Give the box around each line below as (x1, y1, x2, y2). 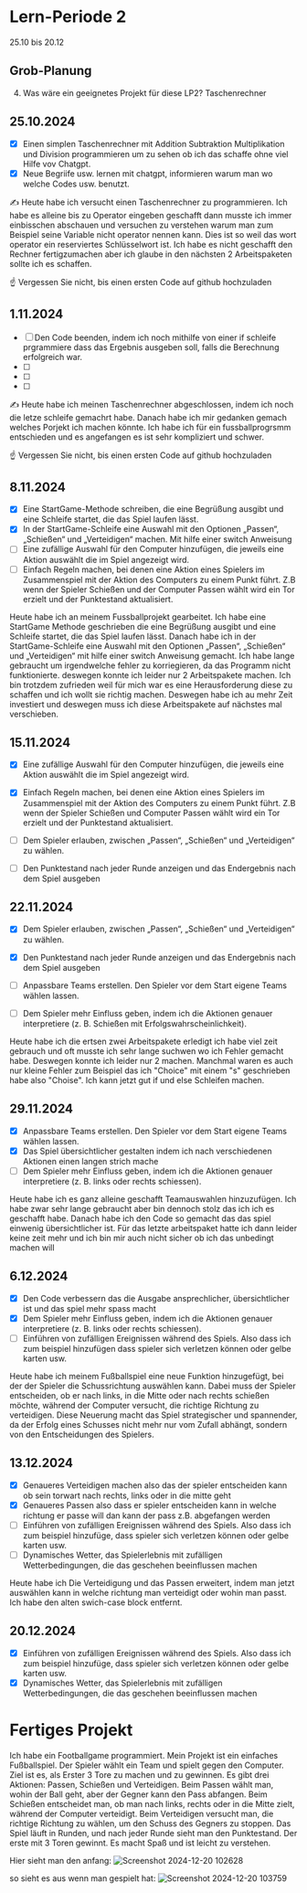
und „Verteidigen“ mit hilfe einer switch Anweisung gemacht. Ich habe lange (9, 650, 295, 661)
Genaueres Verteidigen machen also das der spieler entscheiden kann (22, 1479, 288, 1491)
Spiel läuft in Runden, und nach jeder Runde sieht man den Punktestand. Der (9, 1827, 298, 1838)
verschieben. (9, 708, 59, 719)
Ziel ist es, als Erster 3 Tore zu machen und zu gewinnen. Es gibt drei (9, 1769, 270, 1780)
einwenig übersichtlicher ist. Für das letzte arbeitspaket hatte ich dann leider (9, 1222, 298, 1233)
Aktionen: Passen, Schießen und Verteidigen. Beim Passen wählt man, (9, 1779, 274, 1790)
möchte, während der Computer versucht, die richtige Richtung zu (9, 1399, 259, 1410)
